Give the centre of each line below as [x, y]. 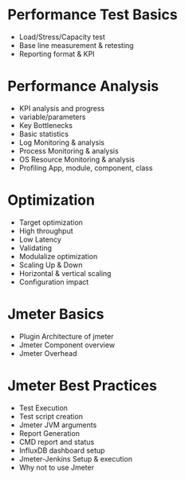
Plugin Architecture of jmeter [66, 336]
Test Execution [43, 408]
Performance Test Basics [92, 15]
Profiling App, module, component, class [86, 168]
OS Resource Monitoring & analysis [77, 159]
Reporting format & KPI [57, 54]
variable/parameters [52, 117]
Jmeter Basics [56, 314]
